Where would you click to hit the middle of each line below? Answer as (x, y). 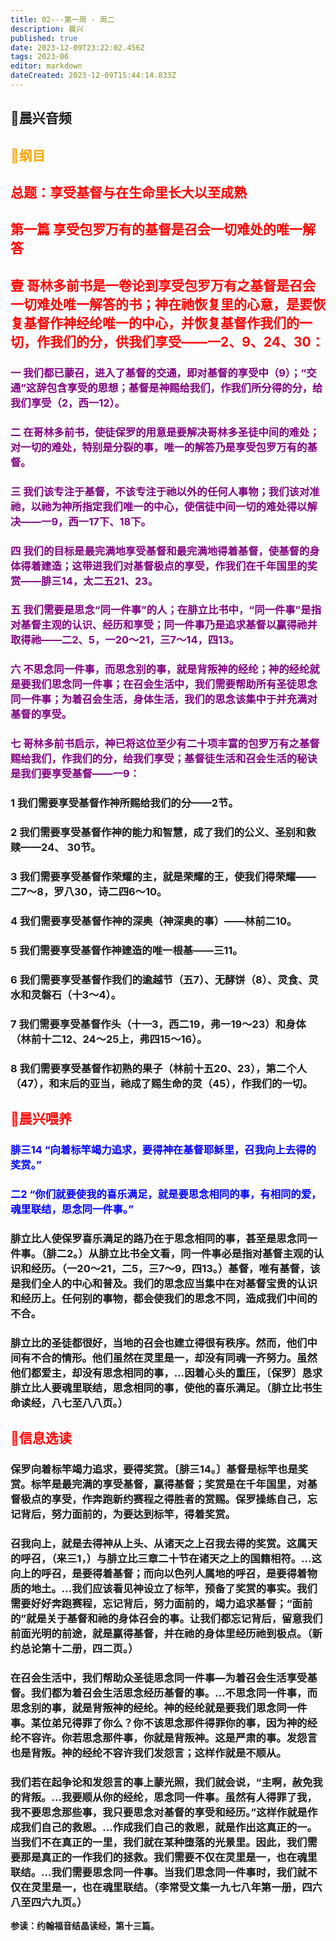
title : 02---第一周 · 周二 (62, 19)
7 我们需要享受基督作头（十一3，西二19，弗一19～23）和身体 (158, 1024)
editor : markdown (46, 66)
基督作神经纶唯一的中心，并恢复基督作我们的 (161, 322)
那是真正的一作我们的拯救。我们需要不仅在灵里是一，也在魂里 (169, 1857)
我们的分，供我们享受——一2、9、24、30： (187, 341)
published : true (44, 38)
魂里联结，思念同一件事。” (72, 1209)
